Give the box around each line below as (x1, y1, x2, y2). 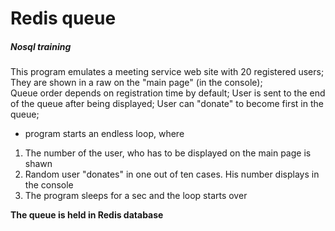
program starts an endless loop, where (24, 128, 185, 140)
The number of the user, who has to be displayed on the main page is (24, 147, 312, 159)
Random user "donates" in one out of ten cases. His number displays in (24, 168, 320, 181)
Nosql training (10, 40, 72, 52)
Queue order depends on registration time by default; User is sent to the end (10, 87, 326, 99)
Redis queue (10, 7, 117, 30)
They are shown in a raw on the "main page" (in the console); (10, 77, 263, 89)
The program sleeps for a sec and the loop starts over (24, 190, 248, 202)
